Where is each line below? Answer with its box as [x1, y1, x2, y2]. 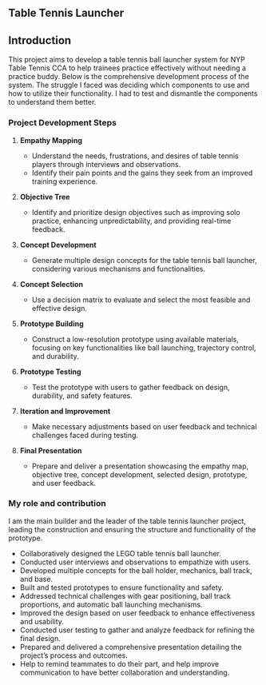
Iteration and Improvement [19, 406, 111, 416]
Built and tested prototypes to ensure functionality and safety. [19, 583, 224, 592]
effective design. [31, 303, 88, 313]
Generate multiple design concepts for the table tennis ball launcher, [31, 255, 257, 265]
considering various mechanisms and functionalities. [31, 264, 206, 273]
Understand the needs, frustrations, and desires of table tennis [31, 151, 239, 161]
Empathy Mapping [19, 135, 82, 145]
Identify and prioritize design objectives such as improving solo [31, 207, 241, 217]
